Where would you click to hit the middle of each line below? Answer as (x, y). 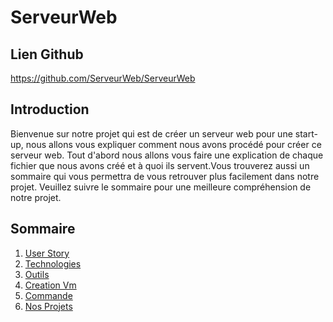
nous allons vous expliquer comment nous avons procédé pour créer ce (173, 144)
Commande (48, 295)
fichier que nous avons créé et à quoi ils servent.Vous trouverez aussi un (160, 165)
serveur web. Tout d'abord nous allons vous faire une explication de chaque (167, 155)
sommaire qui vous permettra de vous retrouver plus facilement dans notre (165, 176)
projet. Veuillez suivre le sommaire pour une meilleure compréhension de (161, 187)
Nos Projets (48, 306)
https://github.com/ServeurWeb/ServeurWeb (103, 78)
